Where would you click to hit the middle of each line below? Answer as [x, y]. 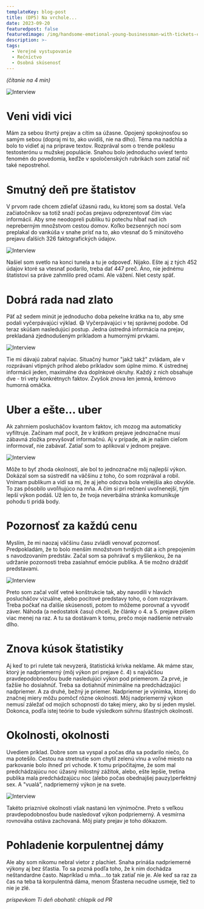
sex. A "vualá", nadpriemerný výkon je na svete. [66, 785]
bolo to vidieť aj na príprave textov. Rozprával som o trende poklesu [90, 146]
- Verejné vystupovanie [42, 52]
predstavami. [23, 569]
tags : [13, 46]
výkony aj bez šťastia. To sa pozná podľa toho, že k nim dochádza [89, 869]
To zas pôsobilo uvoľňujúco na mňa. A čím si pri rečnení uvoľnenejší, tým [98, 488]
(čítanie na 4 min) [28, 80]
